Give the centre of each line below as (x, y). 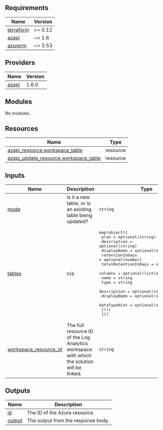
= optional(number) (120, 260)
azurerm (17, 46)
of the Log (79, 338)
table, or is (79, 203)
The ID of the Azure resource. (61, 413)
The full (75, 325)
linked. (74, 374)
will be (74, 368)
